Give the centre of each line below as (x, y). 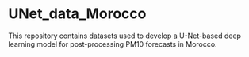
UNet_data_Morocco (77, 14)
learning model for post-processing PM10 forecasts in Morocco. (113, 44)
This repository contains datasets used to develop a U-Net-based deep (125, 36)
